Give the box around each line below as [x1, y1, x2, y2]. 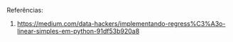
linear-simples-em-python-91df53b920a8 [16, 27, 140, 35]
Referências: [6, 6, 44, 14]
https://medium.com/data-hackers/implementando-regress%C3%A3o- [16, 20, 226, 27]
